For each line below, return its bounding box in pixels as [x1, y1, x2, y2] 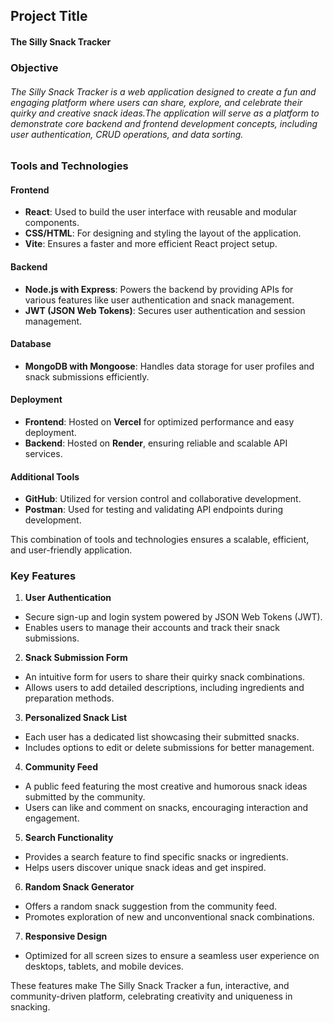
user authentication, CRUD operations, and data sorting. [10, 128, 244, 140]
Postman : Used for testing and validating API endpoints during [24, 504, 284, 516]
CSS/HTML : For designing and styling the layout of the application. [24, 227, 302, 239]
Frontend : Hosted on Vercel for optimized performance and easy [24, 415, 295, 428]
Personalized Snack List [24, 712, 128, 724]
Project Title [10, 8, 88, 25]
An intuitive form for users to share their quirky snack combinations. [24, 671, 306, 683]
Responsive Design [24, 930, 108, 943]
